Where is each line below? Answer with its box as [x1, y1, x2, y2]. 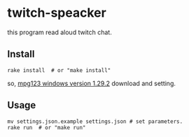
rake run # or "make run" [7, 124, 86, 131]
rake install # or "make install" [7, 66, 111, 74]
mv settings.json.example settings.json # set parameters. [7, 117, 183, 125]
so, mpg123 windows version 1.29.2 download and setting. [7, 79, 176, 87]
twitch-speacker [7, 5, 106, 21]
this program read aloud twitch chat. [7, 28, 112, 36]
